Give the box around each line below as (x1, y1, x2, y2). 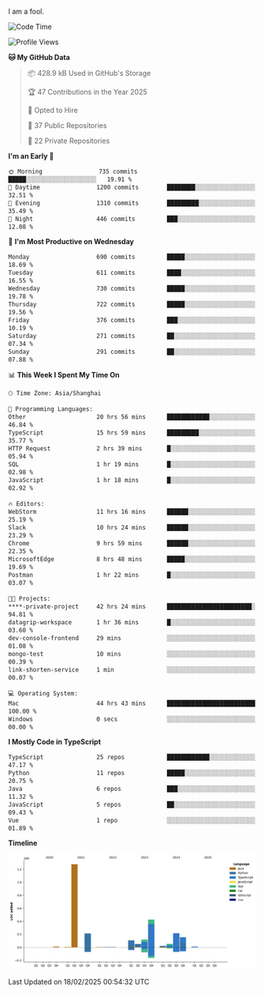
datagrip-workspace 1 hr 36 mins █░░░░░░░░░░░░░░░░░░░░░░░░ (8, 619, 256, 627)
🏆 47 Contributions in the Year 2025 (27, 87, 147, 96)
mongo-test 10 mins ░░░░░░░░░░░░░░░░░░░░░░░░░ (8, 650, 256, 658)
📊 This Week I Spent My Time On (8, 371, 120, 379)
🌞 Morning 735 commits (8, 168, 138, 175)
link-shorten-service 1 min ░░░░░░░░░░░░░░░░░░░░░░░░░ (8, 666, 256, 674)
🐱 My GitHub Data (8, 53, 71, 62)
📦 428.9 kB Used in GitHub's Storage (27, 69, 151, 77)
